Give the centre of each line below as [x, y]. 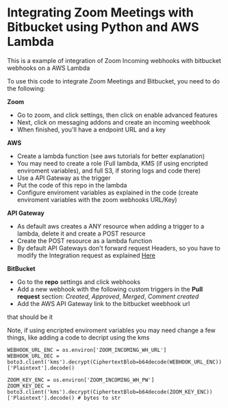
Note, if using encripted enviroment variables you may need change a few [111, 330]
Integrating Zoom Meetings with [100, 13]
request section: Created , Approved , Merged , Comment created [108, 296]
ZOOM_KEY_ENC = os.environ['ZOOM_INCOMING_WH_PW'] [81, 380]
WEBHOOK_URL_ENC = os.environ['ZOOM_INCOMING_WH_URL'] [87, 350]
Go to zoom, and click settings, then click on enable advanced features [117, 115]
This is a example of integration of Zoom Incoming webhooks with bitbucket [114, 60]
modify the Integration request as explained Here [86, 255]
